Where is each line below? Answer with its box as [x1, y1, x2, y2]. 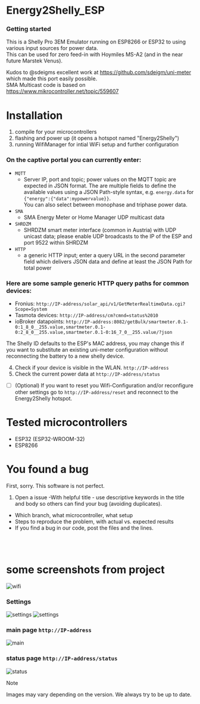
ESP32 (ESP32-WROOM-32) [14, 436, 85, 443]
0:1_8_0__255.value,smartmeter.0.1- [14, 324, 106, 330]
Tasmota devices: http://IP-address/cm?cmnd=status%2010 [14, 312, 159, 319]
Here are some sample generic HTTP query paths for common [6, 279, 189, 287]
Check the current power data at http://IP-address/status [14, 370, 161, 378]
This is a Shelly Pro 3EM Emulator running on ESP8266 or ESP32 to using [6, 38, 186, 45]
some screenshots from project [6, 563, 165, 577]
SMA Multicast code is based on [6, 82, 86, 89]
